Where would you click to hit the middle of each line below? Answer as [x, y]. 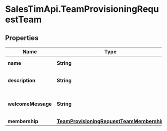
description [22, 80]
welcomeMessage [30, 104]
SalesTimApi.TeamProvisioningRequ [82, 9]
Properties [22, 38]
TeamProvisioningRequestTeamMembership [110, 121]
